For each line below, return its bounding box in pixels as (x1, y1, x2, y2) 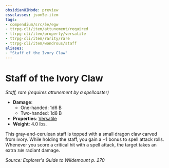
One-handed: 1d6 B (20, 104, 62, 111)
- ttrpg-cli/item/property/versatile (5, 31, 86, 36)
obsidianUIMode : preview (5, 7, 59, 13)
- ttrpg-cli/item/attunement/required (5, 27, 88, 32)
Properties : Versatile (12, 116, 58, 122)
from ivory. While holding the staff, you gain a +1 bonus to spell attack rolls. (5, 136, 164, 142)
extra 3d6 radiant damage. (5, 147, 60, 154)
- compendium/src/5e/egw (5, 22, 59, 27)
